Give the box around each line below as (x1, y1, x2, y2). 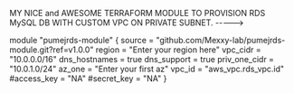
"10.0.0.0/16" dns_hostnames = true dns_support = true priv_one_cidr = (9, 54, 274, 64)
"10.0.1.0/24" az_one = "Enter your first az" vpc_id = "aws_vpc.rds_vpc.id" (9, 63, 285, 74)
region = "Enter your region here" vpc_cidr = (95, 44, 261, 55)
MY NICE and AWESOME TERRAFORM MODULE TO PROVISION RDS (9, 8, 266, 18)
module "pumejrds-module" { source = (9, 35, 155, 45)
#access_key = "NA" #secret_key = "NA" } (9, 73, 167, 84)
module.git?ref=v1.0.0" (9, 44, 94, 55)
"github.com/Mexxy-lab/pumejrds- (156, 35, 286, 45)
